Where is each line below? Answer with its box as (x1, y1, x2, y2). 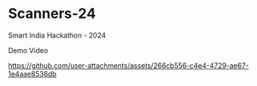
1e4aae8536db (8, 69, 57, 78)
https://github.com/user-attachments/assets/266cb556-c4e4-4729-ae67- (8, 60, 249, 70)
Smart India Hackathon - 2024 (8, 30, 107, 40)
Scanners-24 (8, 5, 96, 23)
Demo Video (8, 45, 49, 55)
